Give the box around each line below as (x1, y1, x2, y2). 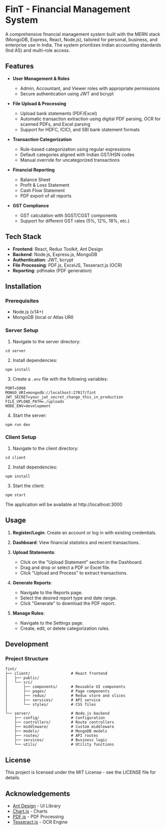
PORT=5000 (5, 385, 26, 391)
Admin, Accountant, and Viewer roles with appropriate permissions (20, 85, 160, 91)
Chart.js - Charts (12, 808, 48, 814)
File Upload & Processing (12, 100, 67, 106)
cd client (5, 455, 26, 460)
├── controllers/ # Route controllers (14, 720, 114, 725)
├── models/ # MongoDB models (14, 729, 108, 734)
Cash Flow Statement (20, 187, 65, 193)
